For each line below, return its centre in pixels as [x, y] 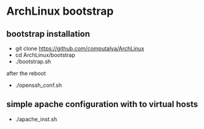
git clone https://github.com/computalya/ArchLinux [80, 48]
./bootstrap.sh [33, 61]
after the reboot [26, 73]
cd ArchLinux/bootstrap [45, 55]
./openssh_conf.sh [39, 85]
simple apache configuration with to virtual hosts [102, 104]
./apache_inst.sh [36, 119]
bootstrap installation [48, 34]
